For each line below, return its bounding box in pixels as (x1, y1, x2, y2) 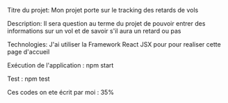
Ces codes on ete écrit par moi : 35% (7, 88, 115, 96)
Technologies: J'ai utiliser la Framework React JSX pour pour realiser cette (7, 40, 221, 48)
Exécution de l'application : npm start (7, 61, 114, 69)
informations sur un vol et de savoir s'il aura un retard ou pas (7, 27, 181, 35)
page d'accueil (7, 48, 50, 56)
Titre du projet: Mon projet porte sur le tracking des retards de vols (7, 6, 199, 14)
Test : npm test (7, 74, 50, 83)
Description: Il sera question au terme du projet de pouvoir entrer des (7, 19, 206, 27)
